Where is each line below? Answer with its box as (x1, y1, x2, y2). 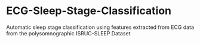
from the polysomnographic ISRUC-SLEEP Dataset (6, 29, 131, 37)
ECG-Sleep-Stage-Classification (6, 4, 172, 18)
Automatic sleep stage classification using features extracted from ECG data (6, 24, 195, 31)
